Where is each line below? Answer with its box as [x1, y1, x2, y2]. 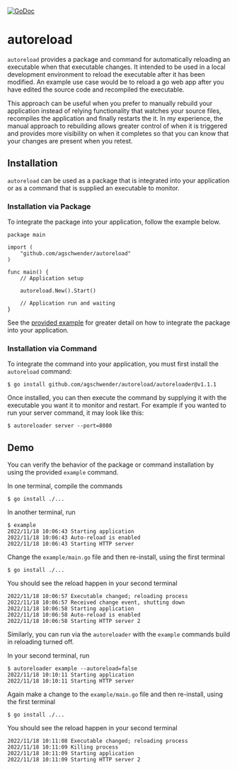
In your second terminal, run [7, 651, 90, 660]
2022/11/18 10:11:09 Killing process [7, 744, 119, 751]
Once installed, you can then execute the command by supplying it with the [7, 394, 227, 402]
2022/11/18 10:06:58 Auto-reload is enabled [7, 612, 141, 619]
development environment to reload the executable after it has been [7, 70, 205, 78]
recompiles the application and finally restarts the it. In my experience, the [7, 114, 224, 122]
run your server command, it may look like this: [7, 408, 144, 417]
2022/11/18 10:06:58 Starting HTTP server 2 [7, 618, 141, 625]
